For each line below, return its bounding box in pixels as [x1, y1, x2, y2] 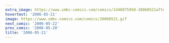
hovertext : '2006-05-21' [5, 12, 57, 17]
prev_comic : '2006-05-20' [5, 26, 59, 31]
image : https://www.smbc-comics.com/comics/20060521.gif [5, 16, 127, 21]
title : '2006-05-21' [5, 30, 49, 35]
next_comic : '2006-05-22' [5, 21, 59, 26]
